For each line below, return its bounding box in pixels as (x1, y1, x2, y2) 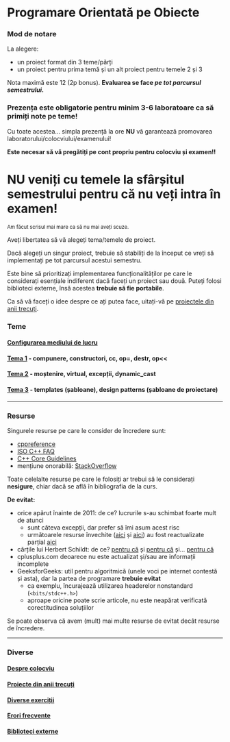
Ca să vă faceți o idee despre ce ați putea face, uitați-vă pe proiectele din (7, 297, 214, 306)
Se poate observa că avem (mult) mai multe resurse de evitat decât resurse (7, 617, 220, 625)
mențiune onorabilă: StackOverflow (16, 461, 117, 470)
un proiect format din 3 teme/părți (16, 58, 113, 66)
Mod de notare (7, 29, 57, 39)
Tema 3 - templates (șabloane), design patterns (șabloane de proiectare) (7, 386, 218, 394)
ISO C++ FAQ (16, 447, 55, 455)
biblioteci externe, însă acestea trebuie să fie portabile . (7, 284, 164, 292)
